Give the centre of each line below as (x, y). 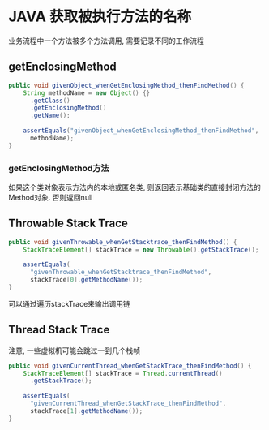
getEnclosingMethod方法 (59, 168)
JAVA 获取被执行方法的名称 (100, 17)
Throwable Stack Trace (68, 224)
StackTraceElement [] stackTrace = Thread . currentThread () (123, 373)
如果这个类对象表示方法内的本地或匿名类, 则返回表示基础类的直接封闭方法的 (134, 187)
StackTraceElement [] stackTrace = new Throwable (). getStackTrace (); (141, 249)
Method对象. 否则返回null (51, 197)
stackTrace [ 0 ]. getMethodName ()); (86, 280)
